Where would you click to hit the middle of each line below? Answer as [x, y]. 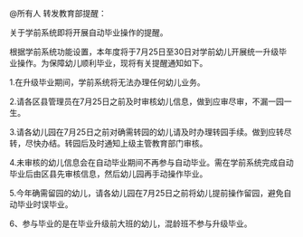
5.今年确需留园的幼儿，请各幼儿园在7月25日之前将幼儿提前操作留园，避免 [147, 193]
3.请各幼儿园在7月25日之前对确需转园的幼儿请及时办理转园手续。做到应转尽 [151, 132]
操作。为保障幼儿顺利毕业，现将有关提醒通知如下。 [112, 63]
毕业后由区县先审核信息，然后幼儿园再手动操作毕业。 [109, 174]
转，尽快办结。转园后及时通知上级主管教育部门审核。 [109, 143]
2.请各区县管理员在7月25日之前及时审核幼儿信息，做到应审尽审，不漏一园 [147, 101]
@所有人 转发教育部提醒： [58, 13]
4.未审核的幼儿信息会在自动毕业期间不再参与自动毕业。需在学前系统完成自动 [151, 162]
